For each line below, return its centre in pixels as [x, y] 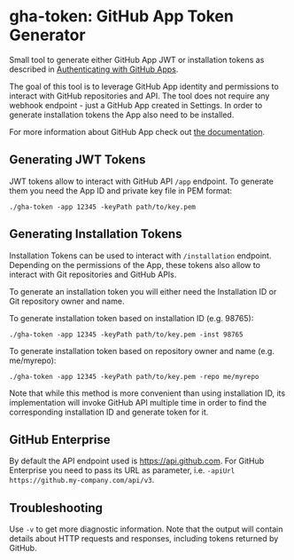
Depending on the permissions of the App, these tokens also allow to [135, 264]
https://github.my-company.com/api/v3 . [82, 480]
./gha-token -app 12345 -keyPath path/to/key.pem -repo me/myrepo [134, 376]
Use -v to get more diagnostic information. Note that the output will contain [146, 529]
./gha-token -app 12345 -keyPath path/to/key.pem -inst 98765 [126, 335]
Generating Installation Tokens [96, 234]
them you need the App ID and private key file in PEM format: [121, 190]
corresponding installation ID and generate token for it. [109, 412]
